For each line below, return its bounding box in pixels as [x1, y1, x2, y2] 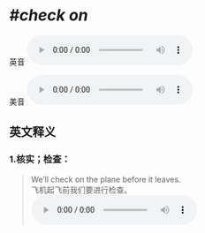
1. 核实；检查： [9, 154, 71, 166]
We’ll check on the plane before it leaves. [30, 174, 181, 184]
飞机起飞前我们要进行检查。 [30, 184, 133, 195]
